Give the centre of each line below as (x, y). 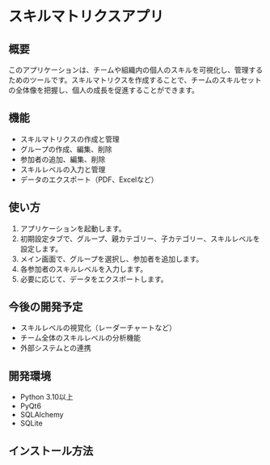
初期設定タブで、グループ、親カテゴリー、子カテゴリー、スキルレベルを (140, 239)
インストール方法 (51, 451)
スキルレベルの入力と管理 (63, 169)
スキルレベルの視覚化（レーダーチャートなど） (98, 328)
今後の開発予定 (46, 307)
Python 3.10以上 (46, 397)
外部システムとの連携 (55, 348)
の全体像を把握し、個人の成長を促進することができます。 (104, 90)
